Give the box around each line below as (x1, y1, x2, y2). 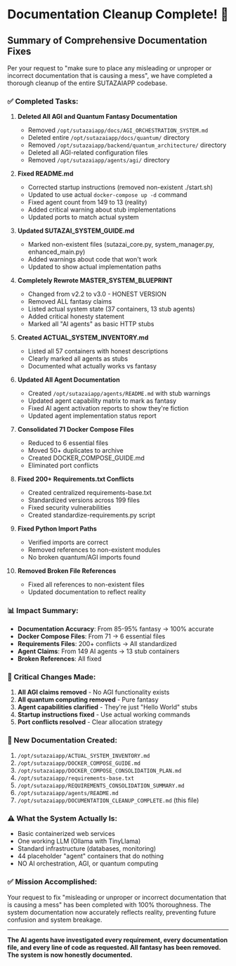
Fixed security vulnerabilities (27, 503, 111, 512)
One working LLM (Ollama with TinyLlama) (17, 837, 141, 846)
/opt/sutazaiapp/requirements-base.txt (17, 775, 135, 783)
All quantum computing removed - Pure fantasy (17, 695, 159, 704)
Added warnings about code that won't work (27, 255, 158, 264)
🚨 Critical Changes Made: (7, 671, 96, 681)
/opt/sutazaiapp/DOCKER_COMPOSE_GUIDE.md (17, 760, 140, 767)
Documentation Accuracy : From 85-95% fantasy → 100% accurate (17, 624, 214, 633)
